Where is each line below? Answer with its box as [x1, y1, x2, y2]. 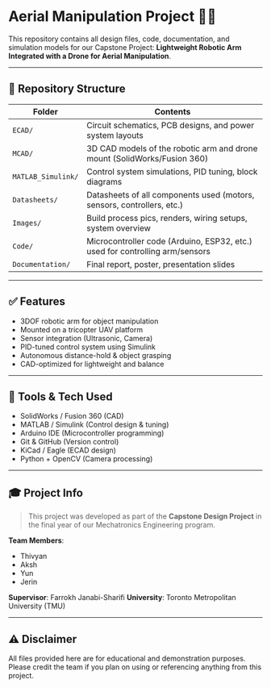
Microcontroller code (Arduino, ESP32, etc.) [85, 236, 252, 247]
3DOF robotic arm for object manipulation [19, 316, 159, 326]
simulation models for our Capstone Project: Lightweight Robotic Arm [8, 42, 242, 52]
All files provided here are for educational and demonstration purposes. [8, 653, 246, 663]
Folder [32, 106, 59, 117]
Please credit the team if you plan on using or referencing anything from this [8, 662, 262, 672]
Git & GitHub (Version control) [19, 437, 119, 447]
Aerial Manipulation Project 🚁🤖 [8, 7, 217, 26]
